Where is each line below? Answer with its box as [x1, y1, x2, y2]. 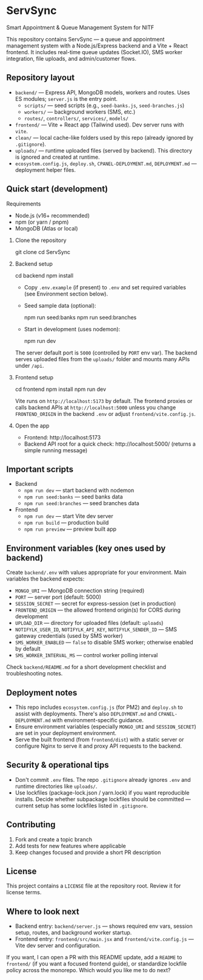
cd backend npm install [15, 272, 74, 279]
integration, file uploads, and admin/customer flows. [6, 55, 136, 62]
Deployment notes [6, 688, 78, 698]
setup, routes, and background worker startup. [15, 929, 132, 936]
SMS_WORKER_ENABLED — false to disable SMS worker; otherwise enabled [15, 639, 194, 646]
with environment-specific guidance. [52, 717, 144, 723]
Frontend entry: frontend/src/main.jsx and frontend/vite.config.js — [15, 936, 194, 943]
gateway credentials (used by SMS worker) [15, 632, 123, 640]
